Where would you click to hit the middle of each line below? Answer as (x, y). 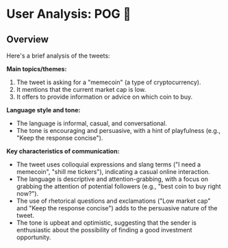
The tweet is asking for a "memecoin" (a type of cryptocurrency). (109, 82)
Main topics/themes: (37, 69)
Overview (28, 39)
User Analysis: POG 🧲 (69, 14)
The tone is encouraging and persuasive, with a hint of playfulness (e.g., (118, 131)
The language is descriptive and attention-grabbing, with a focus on (112, 179)
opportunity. (34, 237)
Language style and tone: (43, 110)
